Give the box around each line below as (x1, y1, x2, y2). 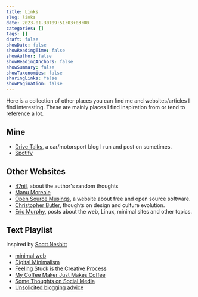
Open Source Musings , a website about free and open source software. (14, 195, 191, 202)
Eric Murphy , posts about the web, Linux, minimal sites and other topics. (14, 208, 193, 215)
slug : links (6, 14, 36, 20)
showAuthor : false (6, 53, 52, 59)
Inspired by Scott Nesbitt (6, 241, 67, 248)
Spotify (14, 149, 33, 156)
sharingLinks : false (6, 75, 58, 81)
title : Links (6, 8, 39, 15)
